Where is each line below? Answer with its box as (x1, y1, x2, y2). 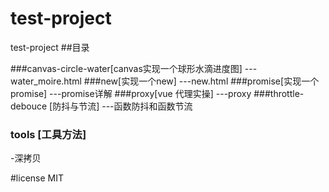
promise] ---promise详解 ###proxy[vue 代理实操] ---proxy (10, 87, 252, 99)
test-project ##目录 (10, 41, 90, 53)
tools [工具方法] (10, 127, 87, 141)
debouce (10, 100, 48, 112)
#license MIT (10, 172, 65, 184)
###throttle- (253, 87, 305, 99)
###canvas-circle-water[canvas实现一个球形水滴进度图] (10, 62, 243, 74)
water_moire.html (10, 75, 82, 87)
